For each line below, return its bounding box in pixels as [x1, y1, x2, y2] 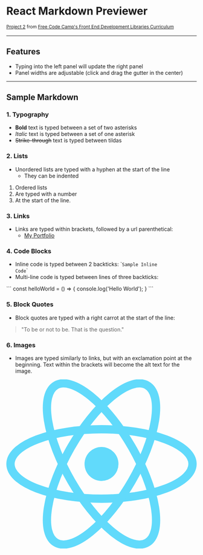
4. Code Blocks [6, 246, 51, 255]
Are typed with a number [14, 190, 77, 197]
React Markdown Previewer [6, 4, 148, 18]
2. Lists [6, 152, 28, 161]
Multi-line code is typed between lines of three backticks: [14, 274, 159, 281]
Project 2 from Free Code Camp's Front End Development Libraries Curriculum [6, 23, 174, 30]
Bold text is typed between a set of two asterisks [14, 124, 137, 131]
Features [6, 47, 40, 57]
